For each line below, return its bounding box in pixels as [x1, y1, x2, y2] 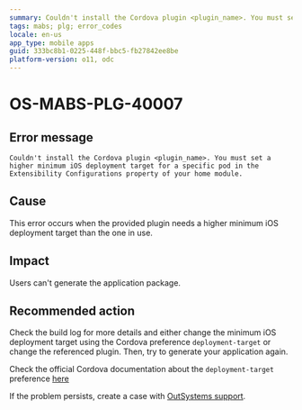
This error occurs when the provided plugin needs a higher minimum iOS [9, 217, 279, 228]
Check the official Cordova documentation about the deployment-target [9, 364, 274, 375]
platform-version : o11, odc [9, 55, 115, 64]
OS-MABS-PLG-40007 [9, 94, 183, 114]
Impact [9, 253, 49, 269]
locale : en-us [9, 30, 63, 39]
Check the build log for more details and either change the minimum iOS [9, 327, 277, 338]
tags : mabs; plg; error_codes [9, 22, 123, 31]
